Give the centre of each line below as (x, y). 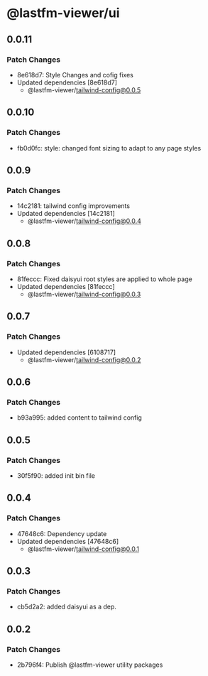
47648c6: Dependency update (62, 533)
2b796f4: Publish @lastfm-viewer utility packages (90, 665)
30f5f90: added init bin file (56, 476)
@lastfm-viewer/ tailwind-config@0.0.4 (84, 221)
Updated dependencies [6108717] (66, 352)
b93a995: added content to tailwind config (80, 418)
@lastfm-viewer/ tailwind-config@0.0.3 (84, 294)
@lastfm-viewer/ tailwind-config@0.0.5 (84, 89)
